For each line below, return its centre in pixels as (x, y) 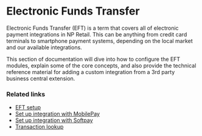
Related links (26, 94)
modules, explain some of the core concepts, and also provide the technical (101, 66)
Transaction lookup (39, 127)
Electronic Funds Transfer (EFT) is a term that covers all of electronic (92, 28)
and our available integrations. (44, 47)
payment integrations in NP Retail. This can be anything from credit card (97, 34)
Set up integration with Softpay (54, 120)
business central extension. (41, 78)
